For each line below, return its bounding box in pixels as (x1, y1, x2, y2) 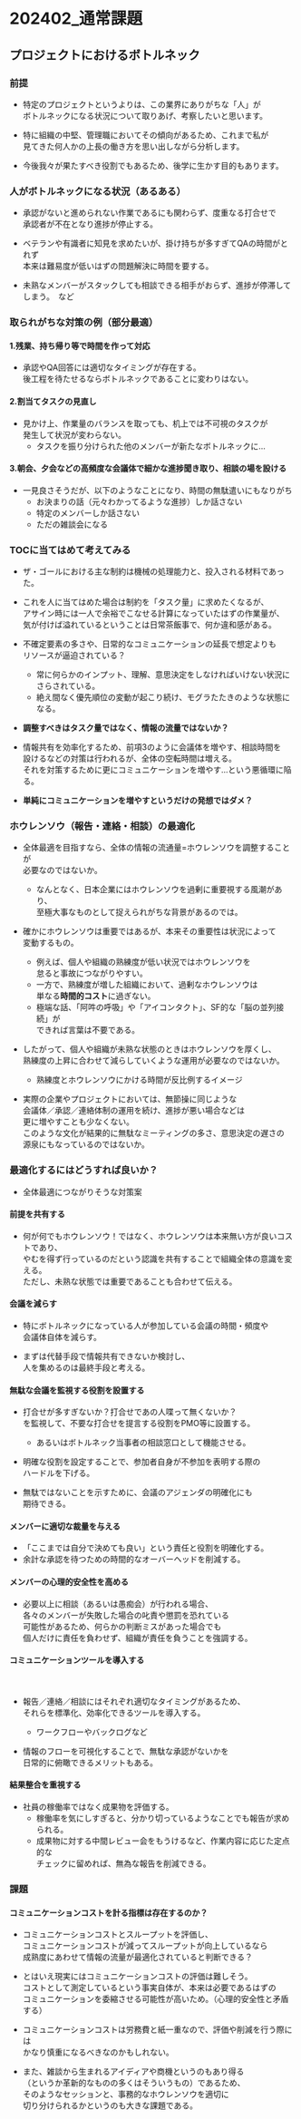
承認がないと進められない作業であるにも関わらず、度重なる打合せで (22, 208, 277, 219)
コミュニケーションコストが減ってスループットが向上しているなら (22, 1940, 268, 1951)
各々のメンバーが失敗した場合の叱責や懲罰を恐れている (22, 1609, 229, 1620)
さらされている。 (35, 681, 101, 691)
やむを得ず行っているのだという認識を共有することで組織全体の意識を (22, 1253, 285, 1264)
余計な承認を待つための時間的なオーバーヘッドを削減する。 (22, 1554, 246, 1565)
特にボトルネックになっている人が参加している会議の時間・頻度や (22, 1320, 269, 1331)
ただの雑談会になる (35, 519, 109, 530)
